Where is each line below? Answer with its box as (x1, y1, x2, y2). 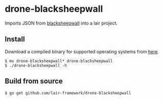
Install (5, 35, 25, 44)
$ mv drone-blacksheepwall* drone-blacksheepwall (5, 58, 113, 64)
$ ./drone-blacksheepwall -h (5, 63, 67, 68)
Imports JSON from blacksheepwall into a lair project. (5, 20, 118, 26)
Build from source (5, 77, 63, 86)
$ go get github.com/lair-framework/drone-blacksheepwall (5, 90, 131, 95)
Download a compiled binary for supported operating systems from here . (5, 48, 159, 54)
